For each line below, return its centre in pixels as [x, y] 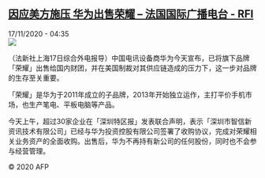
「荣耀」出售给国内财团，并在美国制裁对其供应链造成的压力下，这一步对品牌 [132, 68]
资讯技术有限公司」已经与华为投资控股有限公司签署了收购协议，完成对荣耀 [129, 131]
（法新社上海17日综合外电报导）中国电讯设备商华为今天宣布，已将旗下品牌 [129, 58]
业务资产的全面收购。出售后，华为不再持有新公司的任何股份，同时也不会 [132, 141]
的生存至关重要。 [36, 78]
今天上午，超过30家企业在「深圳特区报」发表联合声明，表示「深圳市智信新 [130, 121]
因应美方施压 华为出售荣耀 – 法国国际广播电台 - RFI [131, 14]
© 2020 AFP [29, 167]
